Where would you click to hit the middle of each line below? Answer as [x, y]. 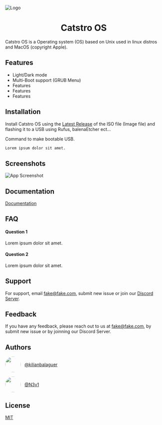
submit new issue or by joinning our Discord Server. [58, 331]
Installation [23, 112]
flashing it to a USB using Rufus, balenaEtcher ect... [58, 129]
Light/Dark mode [30, 74]
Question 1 [16, 232]
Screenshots [25, 163]
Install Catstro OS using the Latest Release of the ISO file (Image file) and [80, 124]
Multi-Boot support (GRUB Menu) [47, 80]
